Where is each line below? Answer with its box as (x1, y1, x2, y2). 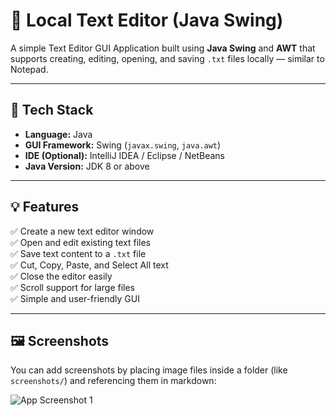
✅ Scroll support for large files (10, 281, 135, 293)
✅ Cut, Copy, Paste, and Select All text (10, 259, 169, 271)
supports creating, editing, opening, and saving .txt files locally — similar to (10, 52, 325, 64)
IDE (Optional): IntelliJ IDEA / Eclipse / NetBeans (24, 149, 225, 161)
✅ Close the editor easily (10, 270, 113, 282)
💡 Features (10, 199, 80, 216)
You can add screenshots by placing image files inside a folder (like (10, 364, 288, 376)
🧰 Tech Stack (10, 102, 94, 119)
